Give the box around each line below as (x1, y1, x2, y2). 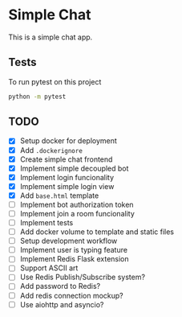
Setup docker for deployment (19, 136, 118, 146)
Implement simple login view (19, 181, 115, 191)
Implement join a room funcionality (19, 208, 135, 218)
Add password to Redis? (19, 282, 101, 291)
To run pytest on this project (8, 76, 102, 86)
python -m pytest (8, 93, 67, 101)
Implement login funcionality (19, 172, 115, 182)
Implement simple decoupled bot (19, 163, 129, 173)
